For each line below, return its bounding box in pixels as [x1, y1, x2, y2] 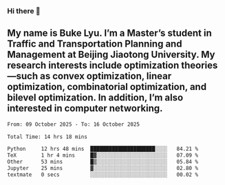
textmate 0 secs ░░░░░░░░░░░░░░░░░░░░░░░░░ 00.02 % [7, 171, 198, 178]
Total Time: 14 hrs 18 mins [7, 133, 88, 140]
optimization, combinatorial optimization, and [7, 81, 207, 93]
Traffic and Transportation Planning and [7, 38, 182, 50]
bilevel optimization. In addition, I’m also [7, 92, 184, 104]
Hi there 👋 [7, 6, 41, 16]
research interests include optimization [7, 60, 180, 72]
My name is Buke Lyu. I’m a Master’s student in [7, 28, 212, 39]
